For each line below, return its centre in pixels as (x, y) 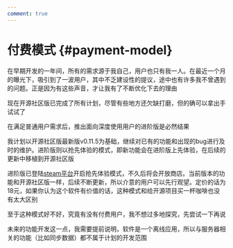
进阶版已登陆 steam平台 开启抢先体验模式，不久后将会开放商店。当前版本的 (113, 173)
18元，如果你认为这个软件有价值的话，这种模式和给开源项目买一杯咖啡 (107, 190)
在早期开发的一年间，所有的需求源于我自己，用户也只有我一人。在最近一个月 (116, 71)
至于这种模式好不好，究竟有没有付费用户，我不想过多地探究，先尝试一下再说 (116, 214)
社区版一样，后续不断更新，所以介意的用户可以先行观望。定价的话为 (128, 182)
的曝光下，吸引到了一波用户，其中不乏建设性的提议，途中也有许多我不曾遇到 (116, 79)
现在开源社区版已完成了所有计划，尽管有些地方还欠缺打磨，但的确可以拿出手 (116, 103)
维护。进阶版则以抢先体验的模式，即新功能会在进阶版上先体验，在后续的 (122, 149)
